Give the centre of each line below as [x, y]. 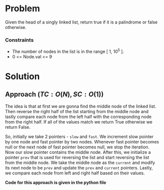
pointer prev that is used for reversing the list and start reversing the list [77, 157]
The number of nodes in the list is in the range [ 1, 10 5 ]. [68, 51]
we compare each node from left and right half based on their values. [75, 173]
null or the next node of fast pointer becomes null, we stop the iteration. [77, 147]
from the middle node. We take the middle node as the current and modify [80, 163]
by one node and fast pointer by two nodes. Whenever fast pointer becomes [82, 142]
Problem [23, 9]
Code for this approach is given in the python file [56, 182]
